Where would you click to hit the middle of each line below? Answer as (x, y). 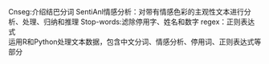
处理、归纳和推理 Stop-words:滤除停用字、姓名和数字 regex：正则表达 (139, 22)
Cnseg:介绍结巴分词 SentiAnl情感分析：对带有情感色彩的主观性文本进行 (126, 12)
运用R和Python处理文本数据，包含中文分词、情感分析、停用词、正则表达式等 (135, 42)
